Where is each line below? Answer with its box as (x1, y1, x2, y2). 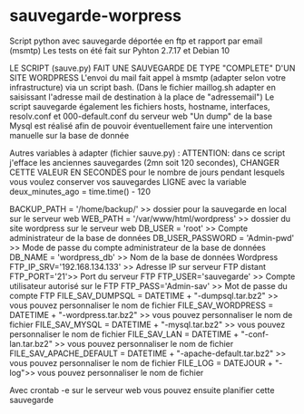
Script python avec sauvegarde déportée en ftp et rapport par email (9, 35, 263, 46)
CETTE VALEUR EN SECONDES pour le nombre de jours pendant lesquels (9, 167, 286, 178)
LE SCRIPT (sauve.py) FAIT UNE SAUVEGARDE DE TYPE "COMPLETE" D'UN (9, 63, 296, 73)
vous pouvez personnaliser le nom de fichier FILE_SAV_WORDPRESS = (9, 300, 274, 311)
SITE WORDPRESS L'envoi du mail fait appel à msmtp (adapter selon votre (9, 72, 286, 82)
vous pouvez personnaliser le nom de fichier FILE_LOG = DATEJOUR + (9, 357, 274, 368)
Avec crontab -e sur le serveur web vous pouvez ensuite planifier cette (9, 384, 275, 395)
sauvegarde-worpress (9, 5, 182, 26)
